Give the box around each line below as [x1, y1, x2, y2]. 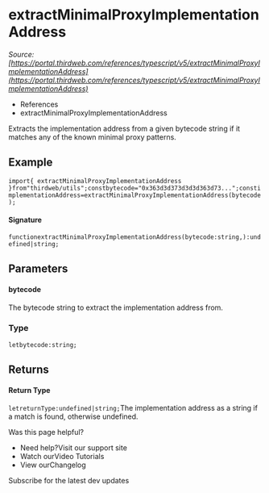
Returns [8, 363, 50, 377]
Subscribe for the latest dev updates [8, 476, 130, 486]
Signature [8, 215, 43, 225]
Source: [8, 49, 35, 59]
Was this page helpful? [8, 428, 85, 437]
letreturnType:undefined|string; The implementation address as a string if [8, 403, 258, 413]
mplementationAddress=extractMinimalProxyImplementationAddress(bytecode [8, 191, 262, 199]
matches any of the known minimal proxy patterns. [8, 132, 177, 142]
